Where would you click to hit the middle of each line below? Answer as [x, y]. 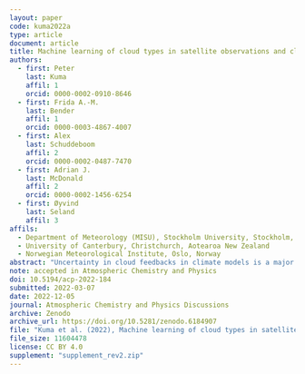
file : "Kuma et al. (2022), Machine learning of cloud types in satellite [154, 330]
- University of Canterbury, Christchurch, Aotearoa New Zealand [144, 246]
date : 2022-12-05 [42, 296]
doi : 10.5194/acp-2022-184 [60, 280]
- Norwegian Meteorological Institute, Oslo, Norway [119, 254]
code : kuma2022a [40, 26]
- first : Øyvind [48, 204]
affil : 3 [42, 220]
